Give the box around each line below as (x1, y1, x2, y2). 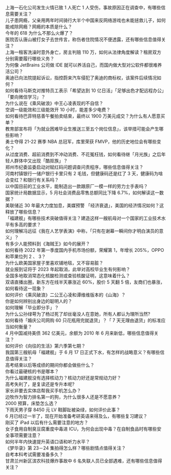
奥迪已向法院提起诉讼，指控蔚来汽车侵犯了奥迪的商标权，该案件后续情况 (5, 75, 157, 81)
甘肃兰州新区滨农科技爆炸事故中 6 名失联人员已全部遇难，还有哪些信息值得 (5, 458, 162, 464)
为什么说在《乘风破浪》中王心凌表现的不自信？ (5, 100, 103, 106)
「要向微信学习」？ (5, 94, 46, 100)
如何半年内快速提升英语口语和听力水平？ (5, 439, 90, 444)
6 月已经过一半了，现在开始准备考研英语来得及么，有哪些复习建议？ (5, 413, 148, 419)
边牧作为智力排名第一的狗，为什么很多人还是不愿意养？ (5, 394, 121, 400)
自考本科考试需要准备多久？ (5, 452, 64, 457)
